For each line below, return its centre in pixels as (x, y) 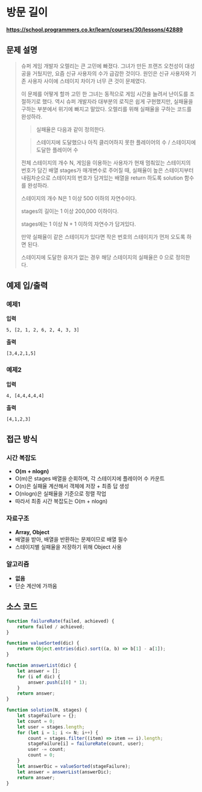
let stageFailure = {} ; (47, 716)
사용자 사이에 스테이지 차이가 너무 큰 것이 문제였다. (87, 81)
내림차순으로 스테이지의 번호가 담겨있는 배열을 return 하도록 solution (102, 178)
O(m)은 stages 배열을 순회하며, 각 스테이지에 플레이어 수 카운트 (90, 479)
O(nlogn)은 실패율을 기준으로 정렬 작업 (61, 494)
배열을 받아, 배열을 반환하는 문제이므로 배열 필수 (71, 539)
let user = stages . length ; (51, 727)
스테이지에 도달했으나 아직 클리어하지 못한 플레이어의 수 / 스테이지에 (116, 142)
